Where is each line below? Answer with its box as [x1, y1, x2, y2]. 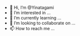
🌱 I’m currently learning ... [9, 15, 62, 20]
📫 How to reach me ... [9, 26, 55, 31]
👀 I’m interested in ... [9, 10, 51, 16]
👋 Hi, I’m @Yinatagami [9, 5, 54, 10]
